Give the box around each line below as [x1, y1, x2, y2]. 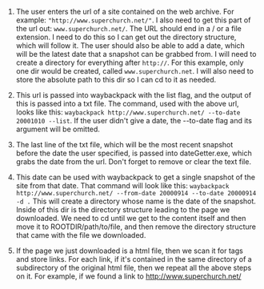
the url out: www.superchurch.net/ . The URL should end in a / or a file [15, 24, 242, 33]
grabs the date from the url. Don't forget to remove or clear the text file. [15, 157, 252, 167]
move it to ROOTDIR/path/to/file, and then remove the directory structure [15, 222, 256, 231]
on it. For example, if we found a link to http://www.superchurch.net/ [15, 271, 242, 281]
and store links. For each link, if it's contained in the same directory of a [15, 255, 252, 263]
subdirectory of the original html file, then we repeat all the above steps [15, 263, 252, 272]
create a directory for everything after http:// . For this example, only [15, 58, 244, 67]
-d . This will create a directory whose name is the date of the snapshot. [15, 196, 256, 206]
